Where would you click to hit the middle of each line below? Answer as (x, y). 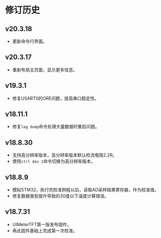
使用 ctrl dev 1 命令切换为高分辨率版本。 (54, 161)
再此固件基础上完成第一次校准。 (45, 231)
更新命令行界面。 (30, 41)
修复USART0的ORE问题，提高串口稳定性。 (56, 98)
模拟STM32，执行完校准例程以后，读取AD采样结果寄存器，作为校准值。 (85, 190)
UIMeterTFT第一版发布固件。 (42, 224)
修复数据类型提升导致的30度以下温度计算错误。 (60, 196)
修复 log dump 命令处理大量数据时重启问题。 (56, 126)
